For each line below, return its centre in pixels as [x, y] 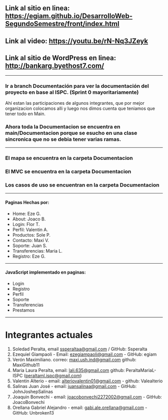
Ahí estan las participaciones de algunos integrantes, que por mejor [75, 103]
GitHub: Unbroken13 [33, 412]
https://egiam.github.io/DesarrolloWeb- [69, 16]
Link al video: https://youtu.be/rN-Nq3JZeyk [77, 41]
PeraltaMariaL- [141, 370]
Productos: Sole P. [31, 235]
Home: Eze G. [26, 214]
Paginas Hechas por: [27, 202]
